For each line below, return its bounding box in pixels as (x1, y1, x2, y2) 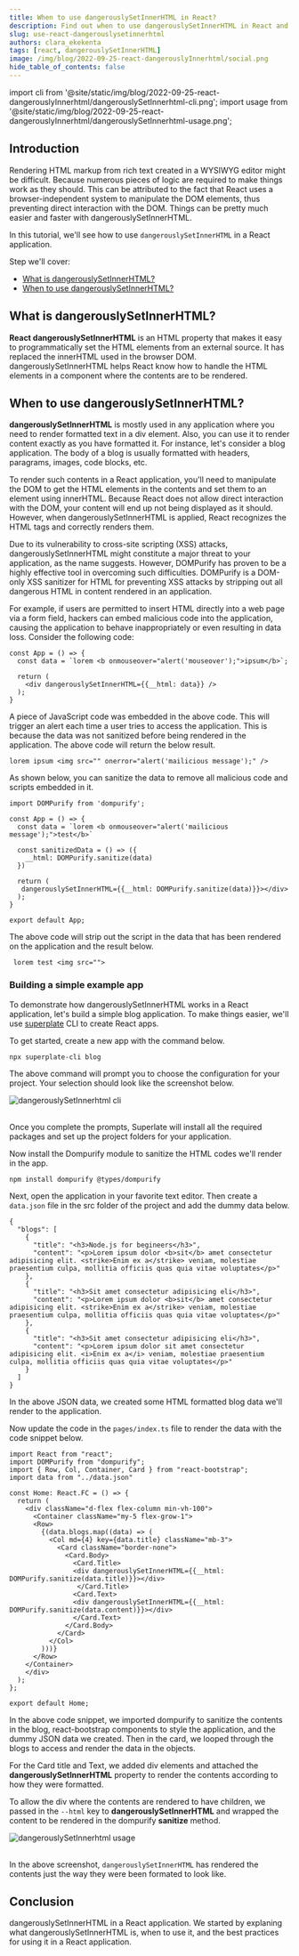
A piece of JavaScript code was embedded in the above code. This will (9, 711, 270, 722)
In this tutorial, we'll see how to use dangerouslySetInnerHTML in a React (9, 229, 271, 240)
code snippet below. (9, 1432, 84, 1443)
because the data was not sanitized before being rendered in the (9, 731, 246, 741)
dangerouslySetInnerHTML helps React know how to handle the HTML (9, 360, 269, 371)
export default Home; (9, 1699, 90, 1708)
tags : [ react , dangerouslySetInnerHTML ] (9, 46, 162, 55)
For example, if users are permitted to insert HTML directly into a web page (9, 603, 285, 614)
